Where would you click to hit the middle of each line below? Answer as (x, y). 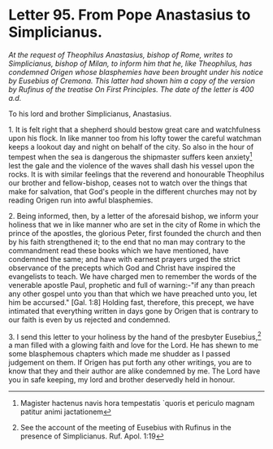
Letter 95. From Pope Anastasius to (130, 15)
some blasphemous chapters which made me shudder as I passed (119, 354)
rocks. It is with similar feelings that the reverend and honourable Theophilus (136, 174)
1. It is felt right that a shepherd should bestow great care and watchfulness (135, 129)
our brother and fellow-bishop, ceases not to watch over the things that (128, 183)
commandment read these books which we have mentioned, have (119, 251)
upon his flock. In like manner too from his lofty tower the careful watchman (135, 138)
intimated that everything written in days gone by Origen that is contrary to (133, 311)
